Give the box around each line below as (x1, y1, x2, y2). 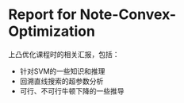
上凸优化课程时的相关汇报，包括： (8, 49, 120, 59)
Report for (8, 6, 77, 24)
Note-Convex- (79, 6, 177, 24)
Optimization (8, 22, 95, 40)
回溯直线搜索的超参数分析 (19, 76, 104, 86)
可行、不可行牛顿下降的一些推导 (19, 86, 125, 96)
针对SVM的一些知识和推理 (19, 66, 105, 76)
